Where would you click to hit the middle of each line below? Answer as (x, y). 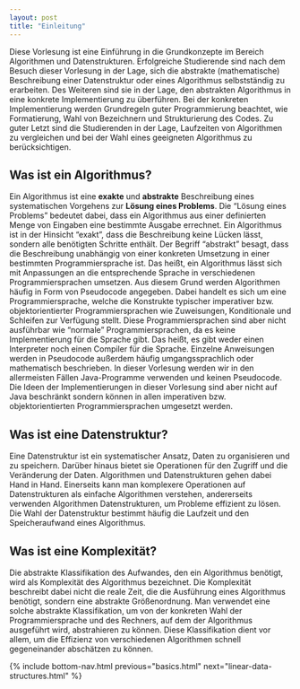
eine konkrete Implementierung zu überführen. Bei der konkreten (129, 99)
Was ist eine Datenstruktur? (89, 435)
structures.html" (39, 676)
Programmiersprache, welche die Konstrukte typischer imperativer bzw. (142, 301)
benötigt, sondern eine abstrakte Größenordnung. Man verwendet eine (140, 601)
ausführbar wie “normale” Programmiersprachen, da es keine (122, 330)
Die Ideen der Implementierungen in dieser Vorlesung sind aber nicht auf (143, 388)
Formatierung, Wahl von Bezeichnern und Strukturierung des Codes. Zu (141, 118)
